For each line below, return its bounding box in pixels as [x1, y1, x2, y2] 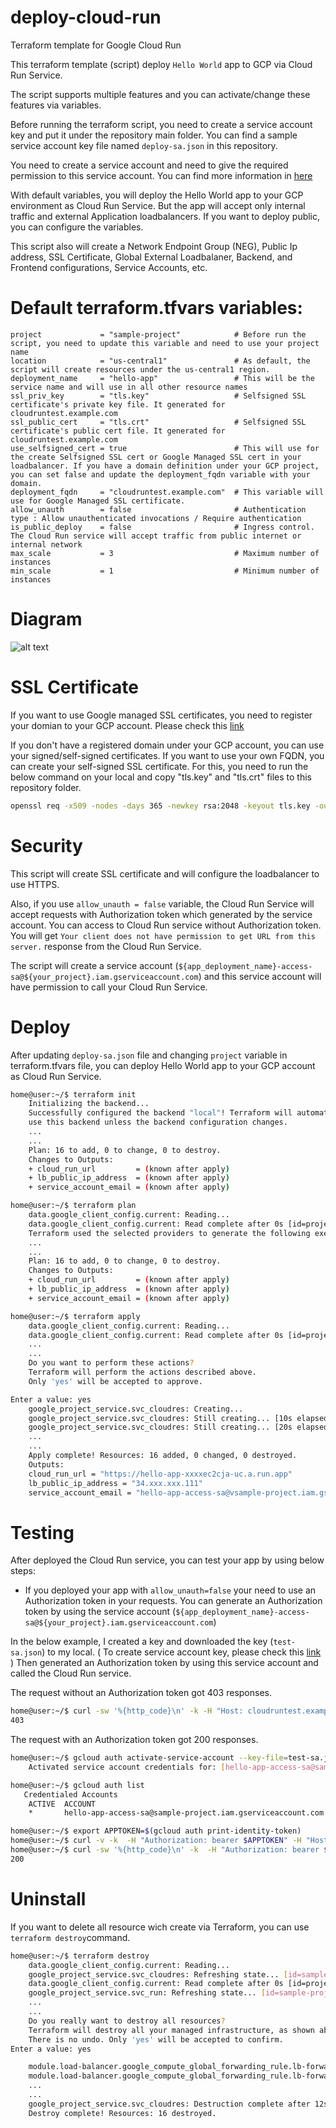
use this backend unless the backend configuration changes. [28, 1117, 288, 1128]
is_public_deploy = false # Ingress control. [10, 522, 315, 532]
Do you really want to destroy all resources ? [28, 2016, 226, 2026]
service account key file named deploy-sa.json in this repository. [10, 139, 278, 151]
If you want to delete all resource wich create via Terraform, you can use [10, 1921, 310, 1933]
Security [10, 834, 83, 857]
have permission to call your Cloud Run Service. [10, 981, 208, 993]
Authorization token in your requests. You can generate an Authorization [24, 1595, 323, 1607]
